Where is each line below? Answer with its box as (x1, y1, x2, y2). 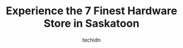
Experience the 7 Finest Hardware (5, 4, 178, 18)
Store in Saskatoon (44, 17, 139, 30)
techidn (82, 36, 101, 43)
